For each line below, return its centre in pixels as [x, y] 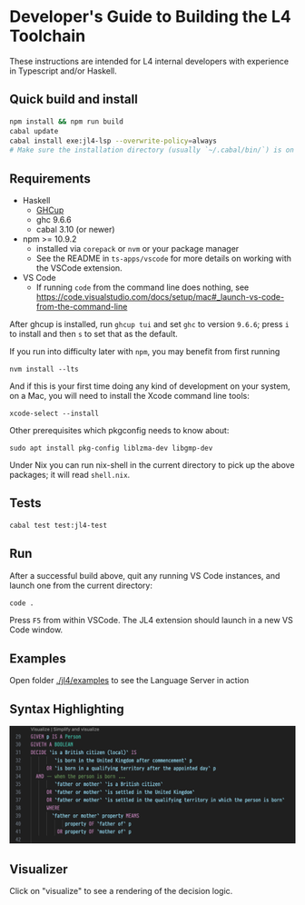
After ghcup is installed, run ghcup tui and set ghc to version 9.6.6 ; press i [149, 324]
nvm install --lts [44, 370]
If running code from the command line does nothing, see [143, 287]
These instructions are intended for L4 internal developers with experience [149, 61]
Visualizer [39, 869]
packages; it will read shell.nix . [70, 475]
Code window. [36, 630]
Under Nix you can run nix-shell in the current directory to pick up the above [152, 465]
